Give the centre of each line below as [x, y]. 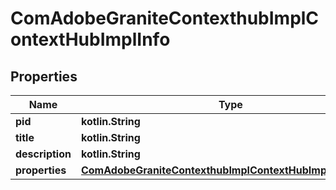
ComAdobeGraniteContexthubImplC [165, 18]
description [43, 154]
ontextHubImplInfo [90, 39]
